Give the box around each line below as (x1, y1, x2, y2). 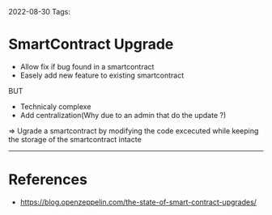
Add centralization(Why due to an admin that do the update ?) (19, 110, 227, 120)
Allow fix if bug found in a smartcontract (19, 61, 155, 71)
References (8, 171, 87, 189)
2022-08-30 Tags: (8, 7, 70, 16)
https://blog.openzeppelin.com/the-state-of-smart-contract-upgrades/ (19, 197, 257, 207)
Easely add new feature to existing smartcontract (19, 70, 185, 80)
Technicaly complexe (19, 101, 91, 112)
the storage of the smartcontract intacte (8, 134, 142, 144)
